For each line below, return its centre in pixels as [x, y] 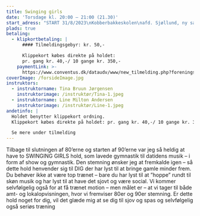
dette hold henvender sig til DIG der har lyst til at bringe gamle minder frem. [99, 169]
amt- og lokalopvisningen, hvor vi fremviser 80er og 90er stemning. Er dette [99, 194]
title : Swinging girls [34, 12]
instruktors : [22, 83]
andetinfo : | [22, 111]
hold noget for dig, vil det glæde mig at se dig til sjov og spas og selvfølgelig [100, 201]
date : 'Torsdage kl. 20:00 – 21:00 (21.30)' [62, 17]
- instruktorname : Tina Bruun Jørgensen [62, 89]
